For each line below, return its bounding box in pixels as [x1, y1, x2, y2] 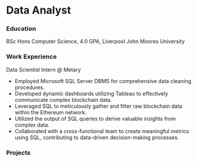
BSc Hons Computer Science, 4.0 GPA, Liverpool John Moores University [6, 38, 185, 45]
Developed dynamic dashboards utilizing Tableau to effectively [14, 90, 169, 97]
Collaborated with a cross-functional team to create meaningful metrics [14, 127, 189, 134]
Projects [6, 148, 31, 157]
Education [6, 25, 37, 33]
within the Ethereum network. [14, 108, 87, 115]
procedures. [14, 84, 45, 91]
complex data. [14, 121, 50, 128]
